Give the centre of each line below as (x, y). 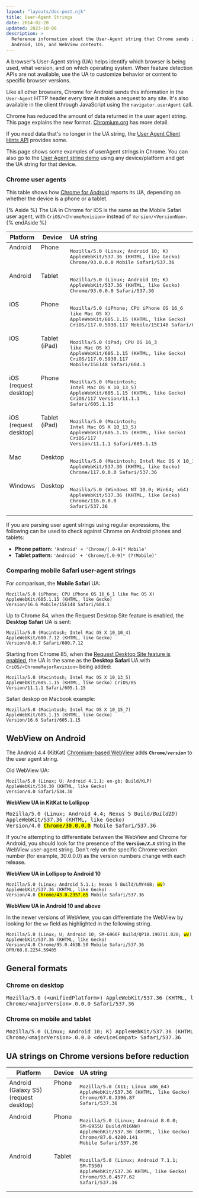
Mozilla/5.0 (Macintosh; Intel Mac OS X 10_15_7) (69, 710)
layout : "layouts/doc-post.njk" (46, 12)
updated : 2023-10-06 (32, 28)
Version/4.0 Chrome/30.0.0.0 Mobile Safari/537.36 (81, 826)
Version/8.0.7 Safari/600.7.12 (45, 643)
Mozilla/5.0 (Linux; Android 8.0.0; (129, 1121)
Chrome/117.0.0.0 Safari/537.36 (114, 473)
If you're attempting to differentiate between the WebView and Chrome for (97, 837)
